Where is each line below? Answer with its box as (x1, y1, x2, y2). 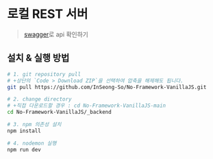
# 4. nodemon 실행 (7, 140, 57, 147)
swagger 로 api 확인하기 (23, 30, 89, 38)
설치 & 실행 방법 (7, 52, 70, 64)
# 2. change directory (7, 96, 72, 103)
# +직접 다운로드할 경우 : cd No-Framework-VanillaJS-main (7, 102, 166, 110)
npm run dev (7, 146, 41, 153)
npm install (7, 127, 41, 134)
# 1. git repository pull (7, 71, 81, 77)
